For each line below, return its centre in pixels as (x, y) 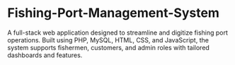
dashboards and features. (45, 55)
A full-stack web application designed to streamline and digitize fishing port (118, 32)
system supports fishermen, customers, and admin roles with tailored (109, 47)
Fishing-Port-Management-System (113, 13)
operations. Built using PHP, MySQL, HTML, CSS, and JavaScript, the (108, 40)
